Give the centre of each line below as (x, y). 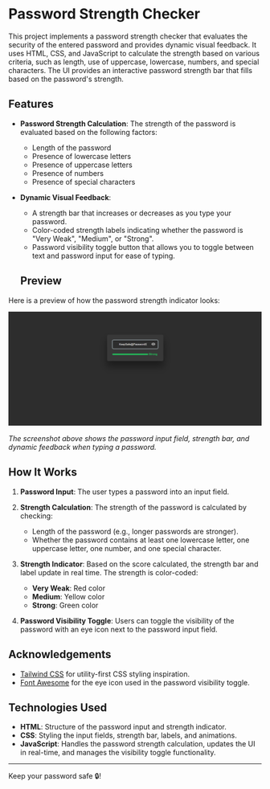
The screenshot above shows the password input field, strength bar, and (129, 438)
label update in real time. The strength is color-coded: (109, 572)
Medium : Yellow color (68, 596)
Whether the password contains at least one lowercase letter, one (141, 540)
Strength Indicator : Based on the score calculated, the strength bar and (139, 564)
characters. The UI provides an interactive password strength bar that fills (131, 70)
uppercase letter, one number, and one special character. (127, 548)
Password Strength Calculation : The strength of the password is (128, 123)
